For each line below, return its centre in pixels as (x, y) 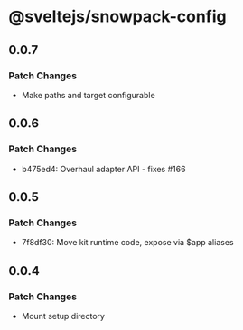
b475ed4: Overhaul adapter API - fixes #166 (103, 169)
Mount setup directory (63, 316)
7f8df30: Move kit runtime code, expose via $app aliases (127, 243)
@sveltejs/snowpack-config (117, 17)
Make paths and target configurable (88, 95)
